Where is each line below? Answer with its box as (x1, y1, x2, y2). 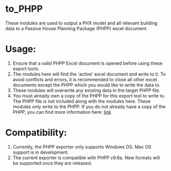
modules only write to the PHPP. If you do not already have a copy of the (12, 103, 166, 110)
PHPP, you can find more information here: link (12, 109, 111, 115)
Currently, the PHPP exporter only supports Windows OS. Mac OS (12, 143, 152, 150)
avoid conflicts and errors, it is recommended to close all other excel (12, 76, 157, 82)
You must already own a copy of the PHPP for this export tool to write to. (12, 92, 166, 99)
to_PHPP (5, 3, 43, 15)
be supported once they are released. (12, 160, 92, 166)
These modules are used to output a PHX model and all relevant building (5, 20, 158, 26)
